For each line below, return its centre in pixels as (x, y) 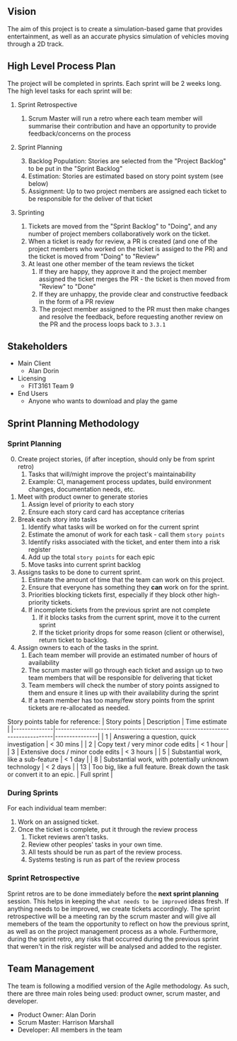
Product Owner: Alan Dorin (57, 1015)
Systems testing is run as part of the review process (104, 860)
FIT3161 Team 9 (51, 386)
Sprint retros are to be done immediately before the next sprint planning (113, 893)
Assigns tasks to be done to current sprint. (80, 572)
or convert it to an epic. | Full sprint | (60, 775)
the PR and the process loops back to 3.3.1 (102, 324)
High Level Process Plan (62, 66)
